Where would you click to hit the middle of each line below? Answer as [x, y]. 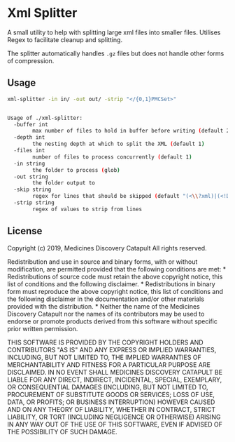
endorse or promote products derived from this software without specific [113, 321]
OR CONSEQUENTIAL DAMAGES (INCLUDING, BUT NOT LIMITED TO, [108, 387]
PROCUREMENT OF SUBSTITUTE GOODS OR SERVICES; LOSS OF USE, [111, 394]
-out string [31, 177]
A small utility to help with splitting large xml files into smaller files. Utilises [114, 32]
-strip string [34, 203]
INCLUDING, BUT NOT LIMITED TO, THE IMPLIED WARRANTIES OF [104, 357]
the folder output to [64, 183]
